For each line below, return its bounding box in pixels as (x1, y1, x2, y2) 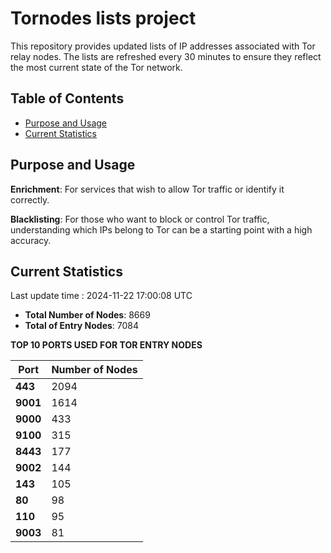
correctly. (10, 193, 50, 206)
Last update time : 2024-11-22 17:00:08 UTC (10, 290, 193, 302)
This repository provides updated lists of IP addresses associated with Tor (10, 40, 316, 52)
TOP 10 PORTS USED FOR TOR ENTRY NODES (10, 339, 203, 351)
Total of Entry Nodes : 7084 (24, 320, 140, 332)
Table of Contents (10, 90, 125, 107)
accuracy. (10, 234, 52, 246)
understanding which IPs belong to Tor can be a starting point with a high (10, 223, 313, 236)
